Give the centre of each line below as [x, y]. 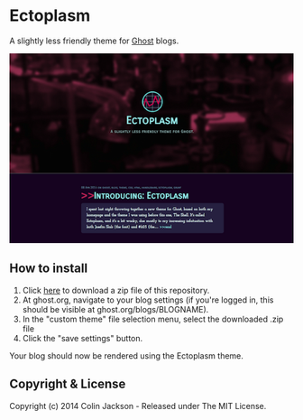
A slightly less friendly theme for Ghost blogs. [94, 41]
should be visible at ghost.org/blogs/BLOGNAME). [115, 309]
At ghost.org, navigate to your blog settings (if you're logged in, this [148, 300]
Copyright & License [68, 384]
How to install [49, 269]
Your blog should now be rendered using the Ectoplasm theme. [126, 355]
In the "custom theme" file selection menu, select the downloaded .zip [153, 319]
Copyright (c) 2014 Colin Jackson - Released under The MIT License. [138, 406]
